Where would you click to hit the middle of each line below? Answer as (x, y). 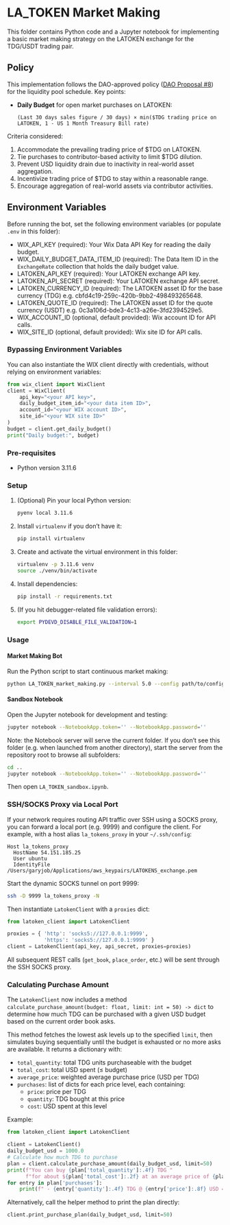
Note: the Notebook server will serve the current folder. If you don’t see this (114, 740)
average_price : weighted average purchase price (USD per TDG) (108, 1077)
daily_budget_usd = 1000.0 (46, 1151)
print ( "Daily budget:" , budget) (53, 435)
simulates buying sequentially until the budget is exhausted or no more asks (114, 1042)
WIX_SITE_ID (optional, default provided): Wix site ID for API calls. (110, 332)
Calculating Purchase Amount (58, 985)
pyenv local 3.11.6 (45, 513)
